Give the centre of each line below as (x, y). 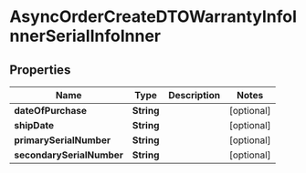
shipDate (34, 125)
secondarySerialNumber (69, 155)
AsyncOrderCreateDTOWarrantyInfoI (153, 17)
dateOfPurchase (50, 111)
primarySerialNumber (63, 140)
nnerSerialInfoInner (85, 36)
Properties (40, 70)
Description (195, 95)
